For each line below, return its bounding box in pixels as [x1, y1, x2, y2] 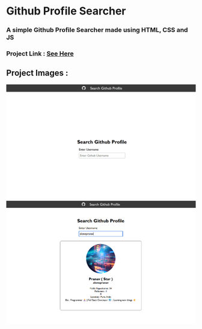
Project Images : [6, 68, 69, 78]
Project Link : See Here [6, 49, 74, 58]
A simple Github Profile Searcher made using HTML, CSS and [6, 26, 188, 34]
